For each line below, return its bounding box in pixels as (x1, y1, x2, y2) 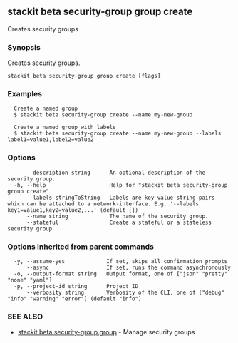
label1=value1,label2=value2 (7, 136, 94, 143)
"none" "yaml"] (7, 277, 53, 284)
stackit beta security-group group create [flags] (7, 73, 161, 80)
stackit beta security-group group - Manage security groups (17, 328, 195, 337)
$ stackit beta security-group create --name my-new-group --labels (14, 130, 222, 138)
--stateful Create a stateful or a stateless (26, 219, 212, 226)
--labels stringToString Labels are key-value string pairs (26, 194, 215, 201)
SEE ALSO (7, 312, 43, 322)
